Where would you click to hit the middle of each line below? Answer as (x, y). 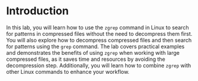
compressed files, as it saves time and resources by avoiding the (86, 59)
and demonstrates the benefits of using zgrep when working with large (93, 52)
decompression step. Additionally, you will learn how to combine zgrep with (99, 65)
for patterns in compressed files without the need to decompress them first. (99, 33)
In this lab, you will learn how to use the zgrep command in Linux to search (98, 27)
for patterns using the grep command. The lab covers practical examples (95, 46)
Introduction (38, 11)
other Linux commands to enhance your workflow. (68, 71)
